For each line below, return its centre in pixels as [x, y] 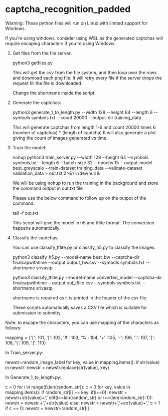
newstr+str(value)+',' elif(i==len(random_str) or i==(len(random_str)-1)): [79, 397]
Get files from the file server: [42, 53]
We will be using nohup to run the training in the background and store [85, 183]
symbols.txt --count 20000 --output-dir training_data [86, 117]
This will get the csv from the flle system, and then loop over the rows [85, 72]
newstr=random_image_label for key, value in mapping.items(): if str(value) [82, 362]
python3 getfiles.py [32, 63]
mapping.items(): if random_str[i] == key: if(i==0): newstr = [66, 392]
